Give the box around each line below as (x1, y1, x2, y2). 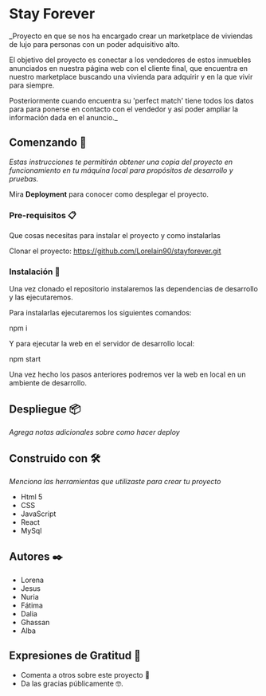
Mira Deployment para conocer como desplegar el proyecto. (9, 189, 209, 199)
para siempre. (9, 80, 55, 90)
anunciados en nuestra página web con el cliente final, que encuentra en (9, 63, 248, 72)
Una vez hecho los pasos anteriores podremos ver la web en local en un (9, 370, 246, 379)
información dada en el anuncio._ (9, 112, 118, 122)
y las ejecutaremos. (9, 292, 74, 303)
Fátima (20, 600, 43, 610)
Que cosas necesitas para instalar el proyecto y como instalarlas (9, 231, 221, 240)
